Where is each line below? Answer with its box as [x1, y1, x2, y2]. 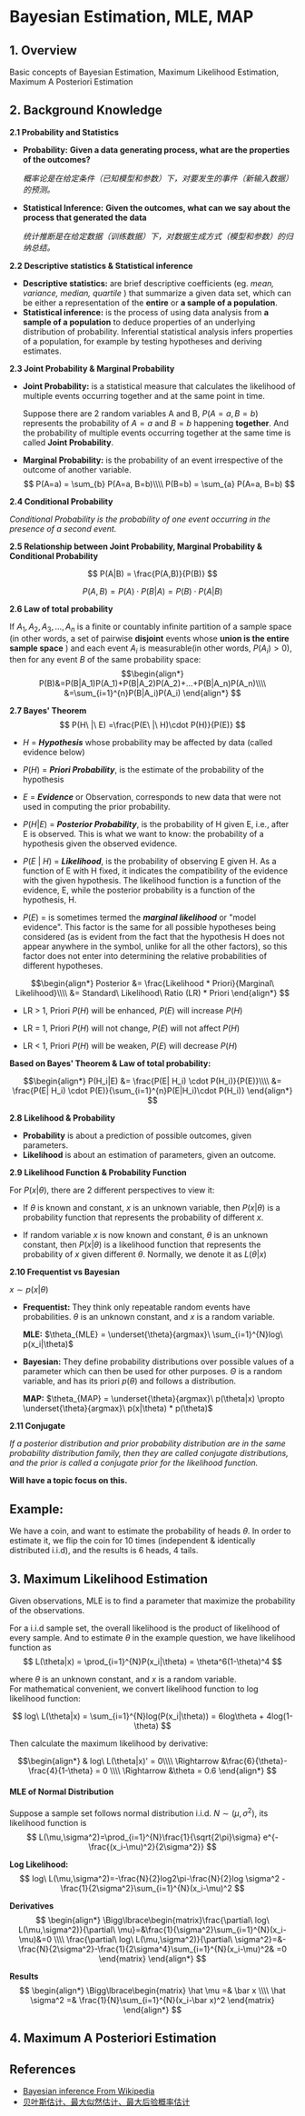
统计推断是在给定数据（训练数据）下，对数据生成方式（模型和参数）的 [22, 230, 286, 242]
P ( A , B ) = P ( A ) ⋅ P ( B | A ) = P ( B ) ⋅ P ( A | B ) [82, 585, 223, 596]
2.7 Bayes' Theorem [9, 705, 87, 716]
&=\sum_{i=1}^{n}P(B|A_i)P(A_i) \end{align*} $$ [63, 688, 242, 699]
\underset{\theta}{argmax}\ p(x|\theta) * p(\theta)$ [22, 1402, 213, 1414]
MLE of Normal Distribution [9, 1786, 114, 1797]
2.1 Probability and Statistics [9, 126, 120, 137]
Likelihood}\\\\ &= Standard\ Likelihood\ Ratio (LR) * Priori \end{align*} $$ [15, 988, 290, 999]
